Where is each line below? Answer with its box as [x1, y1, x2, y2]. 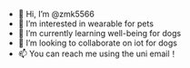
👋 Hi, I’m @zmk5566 [17, 9, 95, 19]
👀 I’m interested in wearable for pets [17, 18, 155, 29]
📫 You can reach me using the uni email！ [17, 48, 178, 59]
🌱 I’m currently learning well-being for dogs [17, 28, 182, 38]
